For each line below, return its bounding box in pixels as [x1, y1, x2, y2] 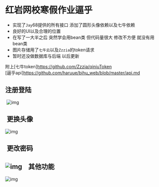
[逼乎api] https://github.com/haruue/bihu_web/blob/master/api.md [5, 70, 141, 76]
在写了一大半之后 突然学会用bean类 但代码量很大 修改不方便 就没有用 [12, 34, 155, 40]
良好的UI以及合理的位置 [12, 28, 61, 34]
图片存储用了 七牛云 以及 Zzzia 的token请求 [12, 47, 95, 53]
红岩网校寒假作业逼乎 [5, 4, 93, 16]
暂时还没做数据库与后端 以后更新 [12, 53, 80, 59]
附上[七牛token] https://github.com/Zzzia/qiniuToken [5, 63, 112, 70]
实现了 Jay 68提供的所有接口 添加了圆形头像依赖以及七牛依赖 [12, 22, 136, 28]
